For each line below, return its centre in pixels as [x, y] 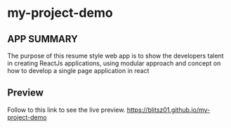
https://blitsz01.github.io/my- [169, 110]
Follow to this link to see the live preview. [66, 110]
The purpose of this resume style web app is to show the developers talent [115, 56]
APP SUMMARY [43, 39]
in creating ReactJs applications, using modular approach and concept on [114, 63]
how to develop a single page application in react [78, 71]
